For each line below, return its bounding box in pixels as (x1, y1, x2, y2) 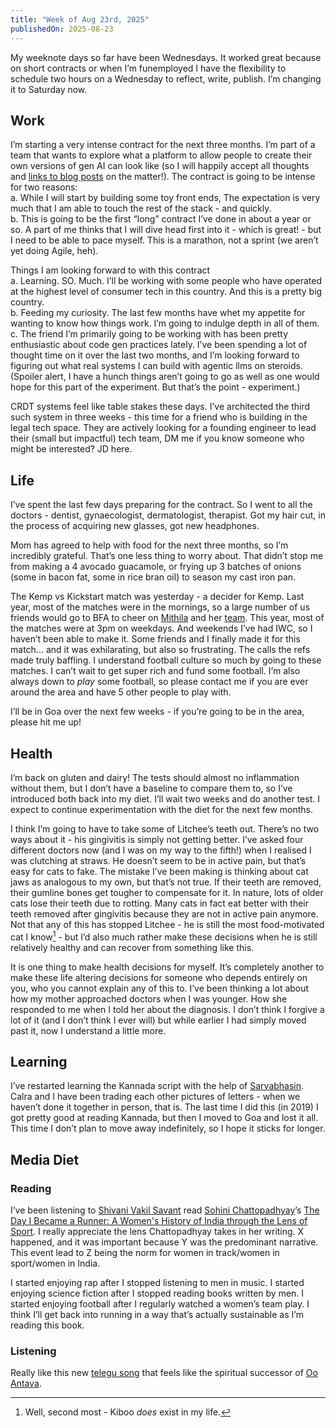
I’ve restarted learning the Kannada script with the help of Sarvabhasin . (10, 1080, 305, 1092)
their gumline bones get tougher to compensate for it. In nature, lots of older (10, 886, 324, 898)
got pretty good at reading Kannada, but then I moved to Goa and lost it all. (10, 1112, 319, 1124)
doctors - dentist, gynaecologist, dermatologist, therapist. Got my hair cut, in (10, 509, 326, 521)
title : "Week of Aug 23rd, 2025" (10, 14, 150, 25)
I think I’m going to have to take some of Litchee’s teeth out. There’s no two (10, 822, 320, 835)
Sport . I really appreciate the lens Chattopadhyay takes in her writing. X (10, 1226, 305, 1238)
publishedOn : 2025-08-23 (10, 24, 114, 34)
